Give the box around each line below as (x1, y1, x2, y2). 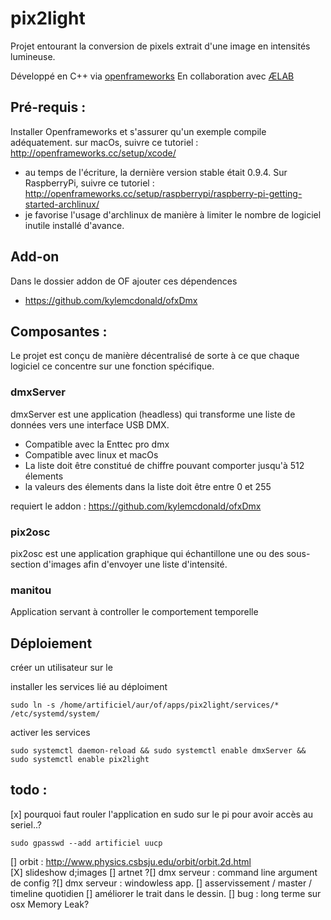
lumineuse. (10, 50, 56, 62)
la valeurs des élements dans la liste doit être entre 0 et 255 (24, 480, 272, 492)
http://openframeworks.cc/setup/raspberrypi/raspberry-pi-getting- (24, 187, 303, 199)
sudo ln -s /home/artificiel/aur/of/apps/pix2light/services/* (10, 700, 280, 711)
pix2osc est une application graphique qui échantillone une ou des (10, 547, 285, 559)
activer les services (10, 727, 91, 739)
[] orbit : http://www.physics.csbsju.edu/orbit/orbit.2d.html (10, 855, 252, 867)
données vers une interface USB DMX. (10, 418, 170, 431)
